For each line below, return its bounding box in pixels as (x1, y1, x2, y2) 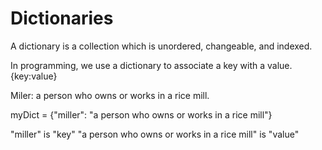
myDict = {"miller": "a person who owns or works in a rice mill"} (10, 108, 273, 121)
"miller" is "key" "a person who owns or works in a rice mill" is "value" (10, 128, 300, 140)
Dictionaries (10, 7, 114, 30)
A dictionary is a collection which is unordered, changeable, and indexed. (10, 40, 313, 52)
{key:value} (10, 70, 58, 82)
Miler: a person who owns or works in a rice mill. (10, 89, 210, 101)
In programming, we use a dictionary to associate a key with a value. (10, 59, 293, 71)
